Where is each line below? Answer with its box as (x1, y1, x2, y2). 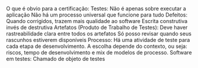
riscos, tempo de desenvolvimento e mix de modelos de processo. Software (6, 49, 192, 56)
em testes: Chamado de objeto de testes (6, 56, 106, 62)
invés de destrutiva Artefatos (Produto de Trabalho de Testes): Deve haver (6, 24, 188, 31)
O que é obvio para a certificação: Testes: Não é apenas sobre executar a (6, 5, 187, 12)
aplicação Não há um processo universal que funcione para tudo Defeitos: (6, 11, 188, 18)
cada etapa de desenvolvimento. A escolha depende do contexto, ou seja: (6, 43, 188, 50)
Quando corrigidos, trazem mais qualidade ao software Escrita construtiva (6, 18, 188, 24)
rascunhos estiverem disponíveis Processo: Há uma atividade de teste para (6, 37, 190, 43)
